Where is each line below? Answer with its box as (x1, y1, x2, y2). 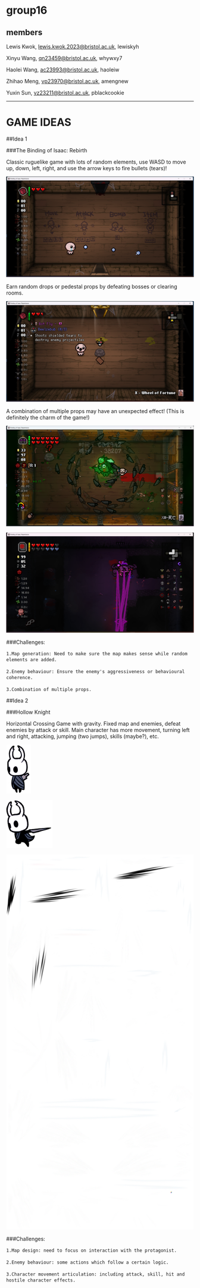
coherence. (6, 674, 33, 680)
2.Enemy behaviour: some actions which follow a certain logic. (6, 1259, 169, 1265)
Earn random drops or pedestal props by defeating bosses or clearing (6, 283, 177, 290)
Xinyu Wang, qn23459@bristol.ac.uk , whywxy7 (6, 55, 123, 61)
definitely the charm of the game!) (6, 414, 90, 421)
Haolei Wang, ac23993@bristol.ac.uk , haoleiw (6, 66, 120, 73)
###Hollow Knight (6, 708, 51, 715)
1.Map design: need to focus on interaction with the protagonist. (6, 1248, 177, 1253)
